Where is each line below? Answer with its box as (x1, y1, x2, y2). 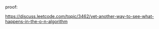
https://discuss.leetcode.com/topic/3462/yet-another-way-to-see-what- (5, 14, 154, 19)
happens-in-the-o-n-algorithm (5, 19, 68, 24)
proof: (5, 4, 18, 10)
